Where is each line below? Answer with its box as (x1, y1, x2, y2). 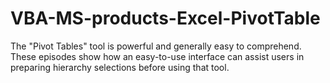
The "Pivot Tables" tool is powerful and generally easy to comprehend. (10, 40, 302, 52)
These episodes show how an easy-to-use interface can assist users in (10, 50, 305, 62)
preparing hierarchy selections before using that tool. (10, 61, 230, 73)
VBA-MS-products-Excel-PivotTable (10, 7, 321, 30)
